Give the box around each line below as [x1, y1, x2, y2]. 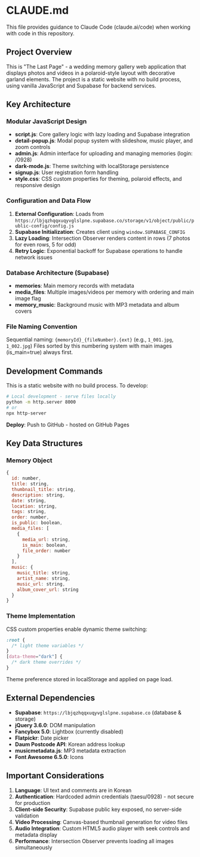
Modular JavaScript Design [6, 117, 87, 126]
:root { [6, 637, 26, 643]
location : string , [11, 503, 58, 509]
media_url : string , [21, 536, 70, 542]
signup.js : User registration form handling [14, 169, 119, 176]
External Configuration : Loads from [14, 210, 104, 217]
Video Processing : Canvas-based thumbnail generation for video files [14, 818, 188, 825]
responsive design [14, 182, 61, 189]
